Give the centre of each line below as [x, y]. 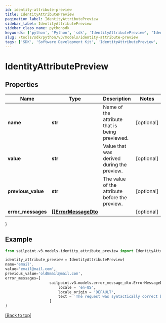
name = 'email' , [20, 265]
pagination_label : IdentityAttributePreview [52, 19]
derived [112, 158]
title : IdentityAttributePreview [40, 14]
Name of [113, 107]
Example [19, 240]
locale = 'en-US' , [77, 287]
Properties [22, 85]
